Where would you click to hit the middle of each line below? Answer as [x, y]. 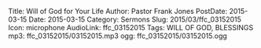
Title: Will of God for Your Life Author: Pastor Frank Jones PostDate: [118, 11]
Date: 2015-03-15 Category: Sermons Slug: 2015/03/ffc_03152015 [135, 19]
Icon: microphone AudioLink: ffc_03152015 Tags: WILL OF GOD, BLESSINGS [131, 27]
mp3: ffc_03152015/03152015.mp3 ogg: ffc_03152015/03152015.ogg [118, 36]
